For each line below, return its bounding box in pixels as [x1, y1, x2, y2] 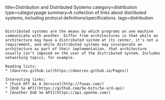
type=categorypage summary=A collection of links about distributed [5, 9, 146, 15]
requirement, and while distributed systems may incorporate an [5, 42, 142, 47]
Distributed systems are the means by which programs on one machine [5, 29, 154, 34]
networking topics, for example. [5, 55, 75, 60]
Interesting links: [5, 77, 46, 82]
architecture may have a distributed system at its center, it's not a [5, 37, 158, 42]
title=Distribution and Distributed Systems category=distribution [5, 4, 137, 10]
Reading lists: [5, 64, 37, 69]
